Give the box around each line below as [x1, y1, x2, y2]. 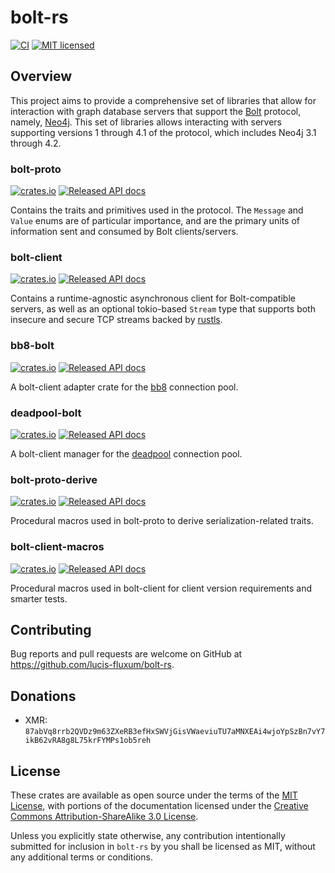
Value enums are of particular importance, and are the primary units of [10, 215, 301, 227]
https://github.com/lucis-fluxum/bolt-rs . [10, 659, 175, 671]
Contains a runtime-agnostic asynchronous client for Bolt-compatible [10, 292, 296, 305]
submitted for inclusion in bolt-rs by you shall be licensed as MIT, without [10, 840, 316, 852]
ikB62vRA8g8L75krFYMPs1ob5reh [24, 736, 152, 746]
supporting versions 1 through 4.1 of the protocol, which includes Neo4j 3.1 [10, 126, 317, 138]
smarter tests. [10, 592, 68, 605]
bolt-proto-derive [10, 472, 98, 486]
